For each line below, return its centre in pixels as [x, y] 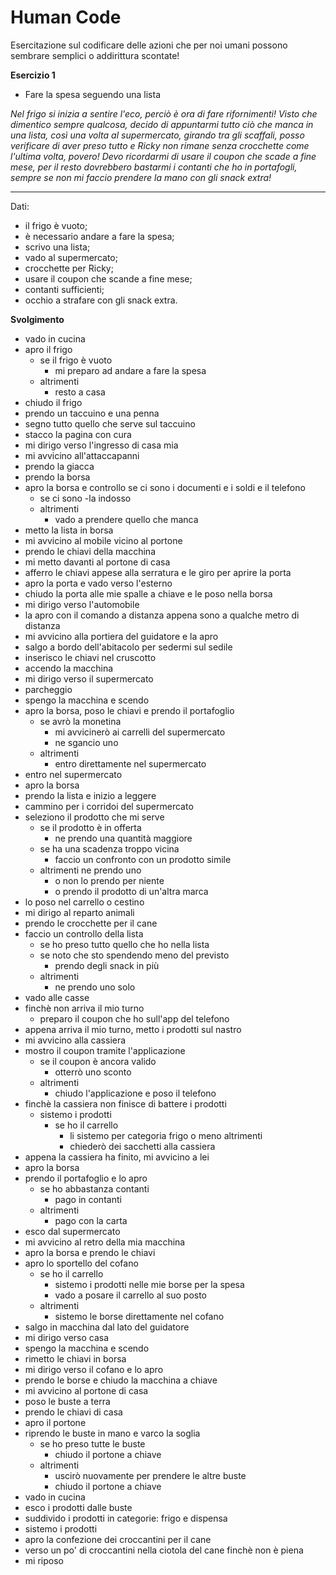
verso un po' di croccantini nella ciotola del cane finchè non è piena [164, 1550]
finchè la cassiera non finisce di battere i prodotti [125, 1103]
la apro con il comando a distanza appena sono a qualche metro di [162, 615]
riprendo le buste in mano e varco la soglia [112, 1433]
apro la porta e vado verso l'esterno [98, 583]
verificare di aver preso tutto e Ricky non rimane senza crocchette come [160, 145]
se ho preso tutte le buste [92, 1443]
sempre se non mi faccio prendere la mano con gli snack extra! [141, 177]
